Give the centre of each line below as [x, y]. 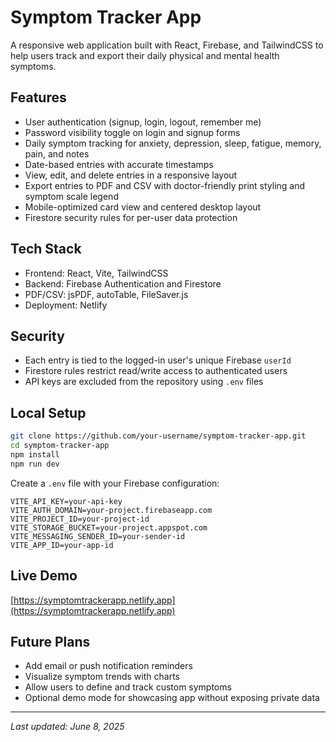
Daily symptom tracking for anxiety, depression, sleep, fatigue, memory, [173, 143]
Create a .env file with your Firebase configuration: [115, 483]
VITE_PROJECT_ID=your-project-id [80, 519]
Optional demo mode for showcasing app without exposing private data [172, 698]
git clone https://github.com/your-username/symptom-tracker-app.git [158, 436]
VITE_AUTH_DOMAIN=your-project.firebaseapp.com [111, 510]
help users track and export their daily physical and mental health [145, 55]
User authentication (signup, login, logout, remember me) [143, 122]
